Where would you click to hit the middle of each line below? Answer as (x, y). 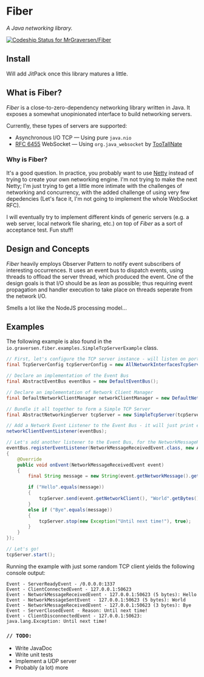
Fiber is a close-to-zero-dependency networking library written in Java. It (98, 107)
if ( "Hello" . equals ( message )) (66, 487)
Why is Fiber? (27, 159)
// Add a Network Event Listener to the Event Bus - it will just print (100, 426)
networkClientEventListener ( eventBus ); (57, 431)
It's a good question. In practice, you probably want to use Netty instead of (100, 173)
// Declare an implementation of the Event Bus (68, 376)
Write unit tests (34, 654)
